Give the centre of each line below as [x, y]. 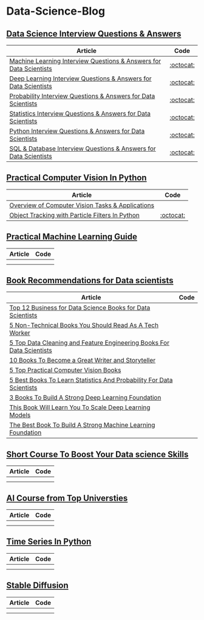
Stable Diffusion [37, 586]
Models [20, 415]
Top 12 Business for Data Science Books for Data [80, 308]
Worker [20, 333]
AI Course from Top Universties [67, 498]
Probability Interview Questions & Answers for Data [82, 96]
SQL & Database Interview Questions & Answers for [83, 149]
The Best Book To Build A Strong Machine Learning [82, 425]
